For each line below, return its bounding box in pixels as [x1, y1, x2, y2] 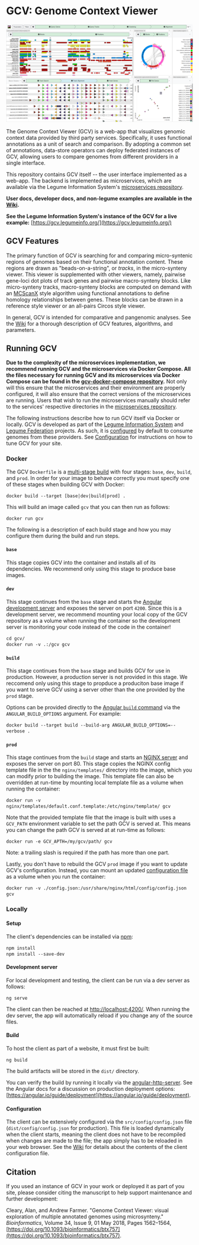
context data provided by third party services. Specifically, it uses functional [6, 134, 192, 141]
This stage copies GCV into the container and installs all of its [6, 559, 156, 566]
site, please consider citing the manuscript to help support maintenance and [6, 1189, 192, 1196]
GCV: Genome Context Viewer [6, 4, 158, 18]
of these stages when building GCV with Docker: [6, 481, 125, 488]
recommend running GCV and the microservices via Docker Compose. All [6, 366, 191, 373]
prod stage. [6, 692, 34, 700]
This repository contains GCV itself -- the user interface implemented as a [6, 171, 187, 178]
